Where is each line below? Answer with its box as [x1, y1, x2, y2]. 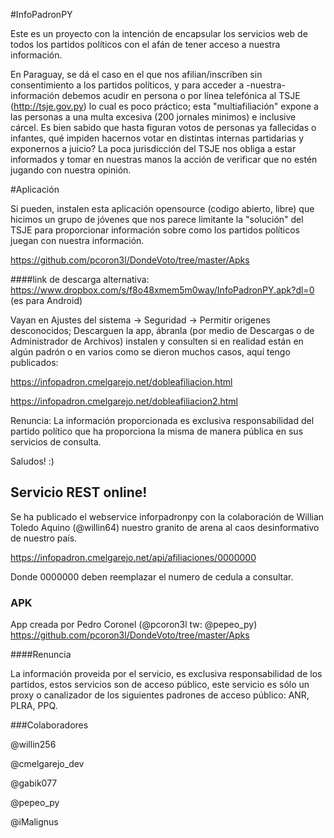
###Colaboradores [10, 719, 89, 731]
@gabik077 [10, 777, 58, 789]
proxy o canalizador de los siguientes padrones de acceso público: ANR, [10, 689, 310, 701]
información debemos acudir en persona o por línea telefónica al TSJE [10, 90, 301, 101]
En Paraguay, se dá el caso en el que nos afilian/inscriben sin [10, 69, 263, 80]
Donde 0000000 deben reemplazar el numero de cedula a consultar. [10, 570, 294, 583]
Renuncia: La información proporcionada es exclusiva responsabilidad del [10, 415, 315, 426]
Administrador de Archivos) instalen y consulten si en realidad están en [10, 335, 304, 347]
